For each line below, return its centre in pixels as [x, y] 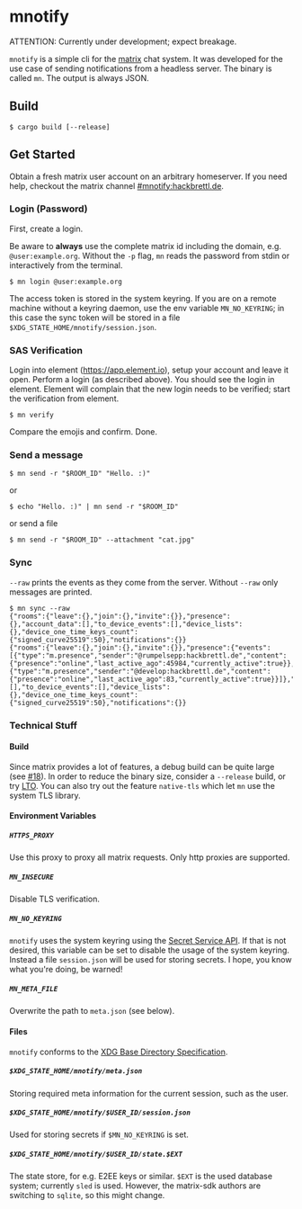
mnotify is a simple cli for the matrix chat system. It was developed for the [146, 58]
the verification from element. [64, 399]
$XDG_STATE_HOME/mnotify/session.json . [83, 327]
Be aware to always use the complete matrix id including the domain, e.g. [145, 246]
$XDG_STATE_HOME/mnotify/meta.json [76, 1071]
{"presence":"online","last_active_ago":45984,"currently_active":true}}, [152, 663]
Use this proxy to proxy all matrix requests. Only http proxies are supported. [150, 857]
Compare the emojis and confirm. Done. [84, 432]
